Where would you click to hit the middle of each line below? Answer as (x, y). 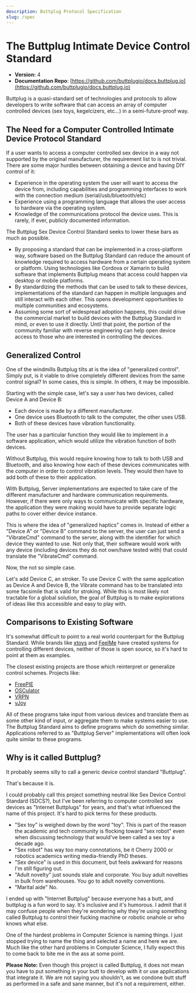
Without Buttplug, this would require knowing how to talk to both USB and (95, 459)
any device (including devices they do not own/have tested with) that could (97, 550)
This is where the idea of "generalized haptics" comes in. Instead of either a (97, 525)
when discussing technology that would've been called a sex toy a (94, 837)
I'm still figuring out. (39, 868)
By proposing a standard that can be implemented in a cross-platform (98, 250)
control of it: (21, 171)
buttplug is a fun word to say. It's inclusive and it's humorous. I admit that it (96, 904)
